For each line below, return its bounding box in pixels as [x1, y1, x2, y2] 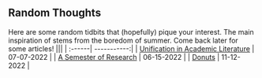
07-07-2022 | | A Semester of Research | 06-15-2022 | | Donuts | [8, 52, 220, 61]
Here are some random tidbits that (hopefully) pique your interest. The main [8, 27, 254, 36]
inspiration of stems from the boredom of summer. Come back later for [8, 35, 238, 45]
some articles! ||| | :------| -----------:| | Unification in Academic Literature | [8, 43, 255, 54]
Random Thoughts [8, 6, 101, 20]
